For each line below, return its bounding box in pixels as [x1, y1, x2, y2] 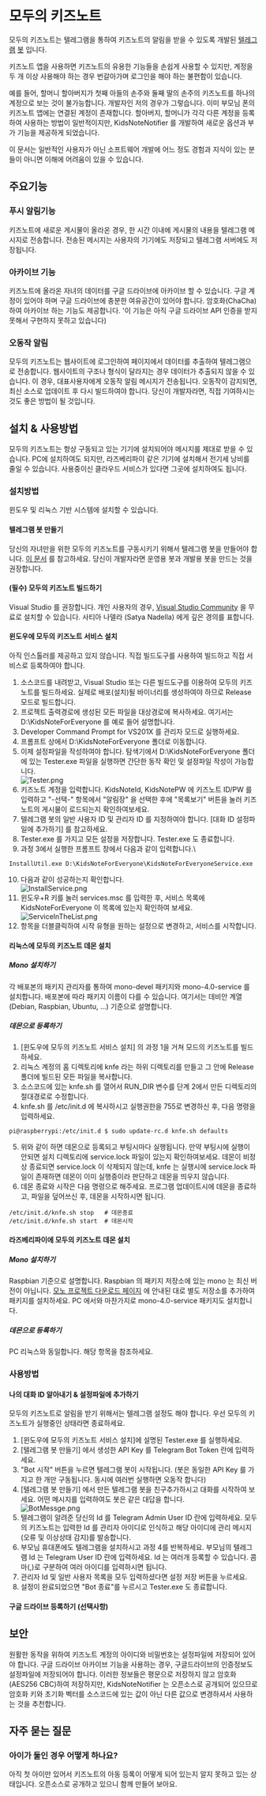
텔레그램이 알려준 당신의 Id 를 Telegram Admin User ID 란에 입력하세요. [20, 1513, 243, 1522]
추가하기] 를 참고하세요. [35, 824, 108, 834]
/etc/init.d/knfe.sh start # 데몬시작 [9, 1217, 133, 1226]
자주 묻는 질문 [9, 1724, 72, 1737]
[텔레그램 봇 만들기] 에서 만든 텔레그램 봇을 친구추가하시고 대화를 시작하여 [20, 1484, 247, 1495]
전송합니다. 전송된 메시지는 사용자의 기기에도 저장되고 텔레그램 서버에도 [29, 235, 249, 244]
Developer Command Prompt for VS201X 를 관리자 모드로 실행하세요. [20, 727, 240, 736]
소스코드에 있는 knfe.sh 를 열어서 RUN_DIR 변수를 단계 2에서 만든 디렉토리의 [20, 1082, 257, 1091]
